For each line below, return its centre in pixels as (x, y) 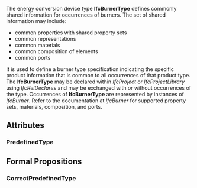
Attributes (25, 126)
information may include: (36, 21)
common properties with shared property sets (71, 33)
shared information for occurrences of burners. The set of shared (86, 15)
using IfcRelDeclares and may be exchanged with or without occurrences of (98, 88)
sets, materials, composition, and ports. (54, 107)
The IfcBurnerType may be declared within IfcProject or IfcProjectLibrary (96, 82)
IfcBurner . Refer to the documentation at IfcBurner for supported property (96, 101)
